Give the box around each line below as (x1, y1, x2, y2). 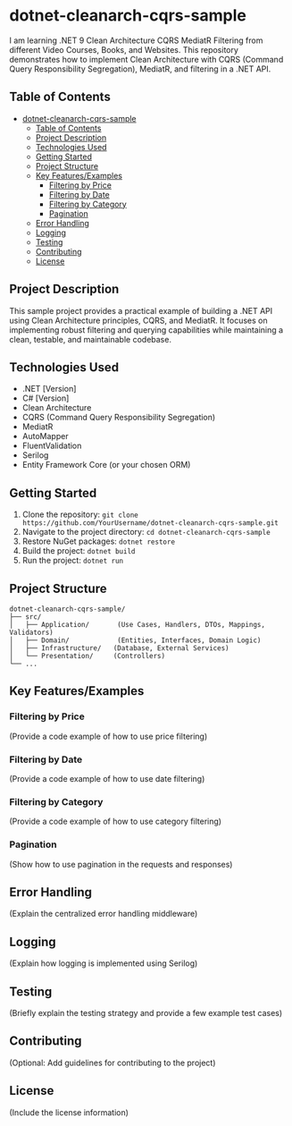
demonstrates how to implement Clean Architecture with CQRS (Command (9, 54, 284, 64)
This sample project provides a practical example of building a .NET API (9, 305, 273, 316)
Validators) (9, 628, 54, 637)
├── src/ (9, 613, 42, 622)
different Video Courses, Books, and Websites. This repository (9, 44, 239, 55)
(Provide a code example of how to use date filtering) (9, 773, 205, 783)
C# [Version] (21, 393, 70, 403)
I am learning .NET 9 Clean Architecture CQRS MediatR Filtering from (9, 35, 263, 46)
